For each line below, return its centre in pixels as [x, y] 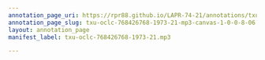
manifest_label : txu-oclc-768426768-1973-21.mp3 [90, 37]
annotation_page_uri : [44, 15]
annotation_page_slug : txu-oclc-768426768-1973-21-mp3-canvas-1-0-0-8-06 [132, 23]
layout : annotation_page [49, 30]
